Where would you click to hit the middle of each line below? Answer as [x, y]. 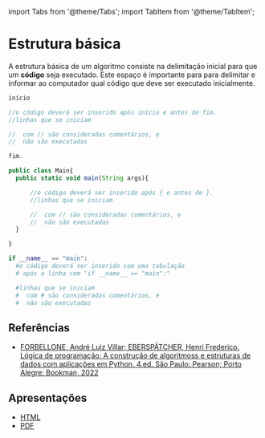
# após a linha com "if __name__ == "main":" [93, 273]
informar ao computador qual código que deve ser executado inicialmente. [132, 83]
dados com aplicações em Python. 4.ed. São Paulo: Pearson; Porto [131, 364]
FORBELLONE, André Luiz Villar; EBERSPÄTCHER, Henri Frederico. [130, 347]
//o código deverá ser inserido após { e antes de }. [122, 193]
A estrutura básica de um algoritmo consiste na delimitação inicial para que [133, 66]
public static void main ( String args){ [82, 178]
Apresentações [48, 397]
